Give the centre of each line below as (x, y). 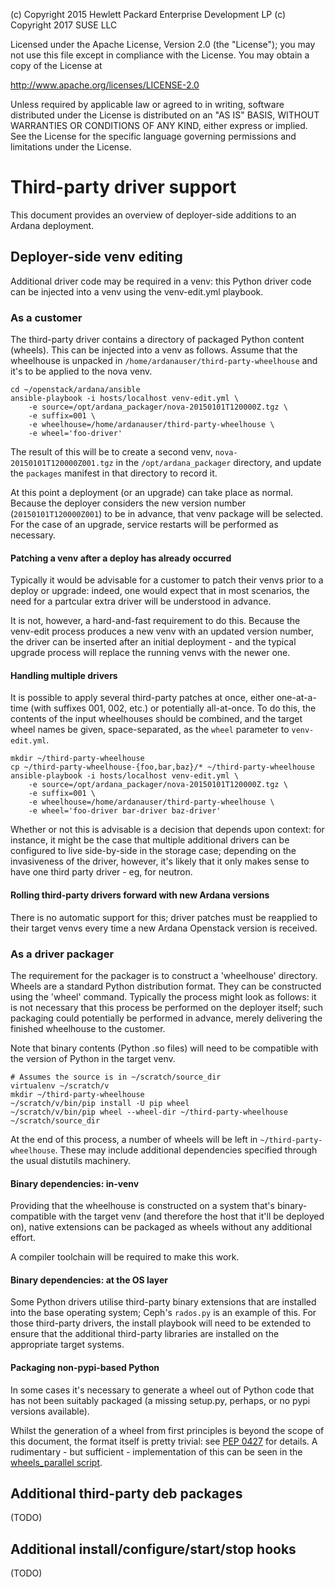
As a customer (46, 317)
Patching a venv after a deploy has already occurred (121, 558)
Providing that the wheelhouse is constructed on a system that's (142, 1206)
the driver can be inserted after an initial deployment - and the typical (153, 642)
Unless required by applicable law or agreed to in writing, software (147, 104)
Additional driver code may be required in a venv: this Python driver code (161, 281)
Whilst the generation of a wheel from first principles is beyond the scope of (167, 1430)
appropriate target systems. (67, 1345)
